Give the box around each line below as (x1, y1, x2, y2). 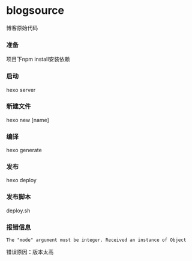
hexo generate (6, 147, 42, 154)
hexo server (6, 86, 36, 93)
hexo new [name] (6, 116, 49, 123)
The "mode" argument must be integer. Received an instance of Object (6, 237, 187, 244)
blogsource (6, 4, 65, 17)
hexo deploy (6, 177, 37, 184)
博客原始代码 (6, 24, 38, 31)
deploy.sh (6, 207, 31, 214)
